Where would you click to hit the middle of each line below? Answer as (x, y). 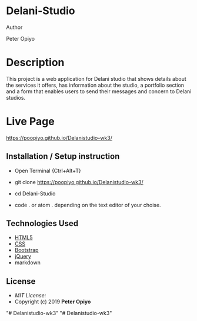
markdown (28, 263)
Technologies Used (42, 223)
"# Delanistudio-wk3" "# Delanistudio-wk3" (59, 313)
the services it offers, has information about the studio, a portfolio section (95, 85)
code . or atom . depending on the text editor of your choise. (88, 205)
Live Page (30, 122)
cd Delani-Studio (35, 194)
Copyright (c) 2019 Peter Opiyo (53, 302)
